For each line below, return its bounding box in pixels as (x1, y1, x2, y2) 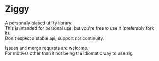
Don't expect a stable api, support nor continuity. (5, 35, 104, 41)
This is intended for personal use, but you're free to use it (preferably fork (5, 25, 154, 30)
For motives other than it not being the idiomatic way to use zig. (5, 50, 134, 56)
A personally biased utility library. (5, 20, 73, 26)
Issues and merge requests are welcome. (5, 45, 89, 51)
